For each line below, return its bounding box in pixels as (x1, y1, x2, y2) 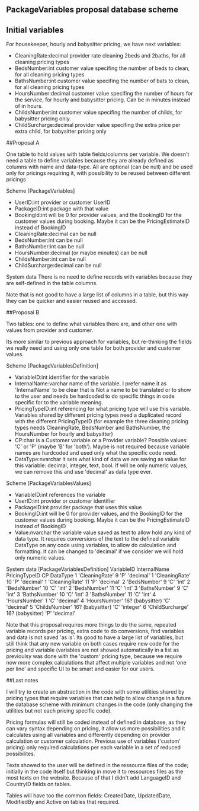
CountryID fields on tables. (6, 781, 72, 788)
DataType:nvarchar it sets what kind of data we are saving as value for (14, 456, 187, 463)
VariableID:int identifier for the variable (14, 373, 110, 381)
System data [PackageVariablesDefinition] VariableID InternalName (6, 566, 170, 573)
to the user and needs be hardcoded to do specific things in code (14, 392, 175, 400)
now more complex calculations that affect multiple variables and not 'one (6, 659, 187, 666)
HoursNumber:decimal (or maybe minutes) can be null (14, 249, 147, 257)
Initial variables (6, 25, 64, 35)
